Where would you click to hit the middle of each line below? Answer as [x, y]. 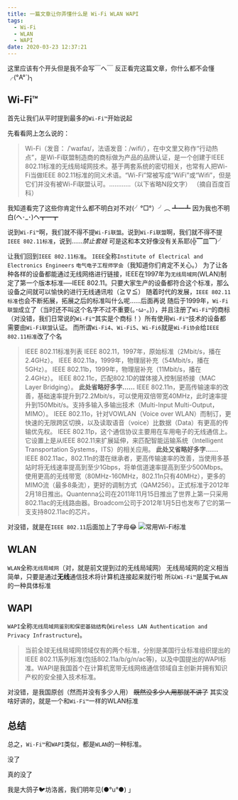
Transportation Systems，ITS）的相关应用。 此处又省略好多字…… [121, 449]
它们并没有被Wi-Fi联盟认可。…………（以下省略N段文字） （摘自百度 [124, 184]
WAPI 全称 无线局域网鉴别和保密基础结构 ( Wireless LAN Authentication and [108, 626]
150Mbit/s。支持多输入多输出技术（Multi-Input [105, 405]
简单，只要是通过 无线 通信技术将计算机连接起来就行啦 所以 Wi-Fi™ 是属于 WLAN [118, 576]
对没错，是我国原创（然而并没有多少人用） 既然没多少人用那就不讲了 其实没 [118, 692]
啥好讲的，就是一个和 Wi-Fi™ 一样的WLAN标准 [73, 701]
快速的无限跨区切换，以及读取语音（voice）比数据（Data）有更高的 [123, 422]
